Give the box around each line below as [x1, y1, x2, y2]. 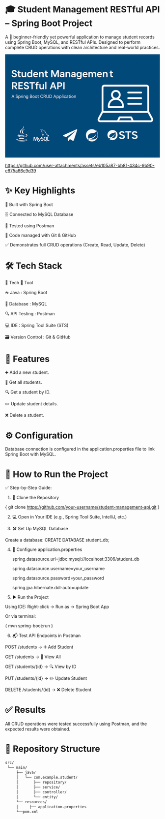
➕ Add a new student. [5, 369, 49, 375]
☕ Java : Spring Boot [5, 290, 48, 296]
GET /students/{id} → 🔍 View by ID [5, 664, 77, 669]
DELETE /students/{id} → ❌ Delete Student [5, 687, 92, 693]
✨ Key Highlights [5, 185, 76, 196]
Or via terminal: [5, 613, 36, 619]
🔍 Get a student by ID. [5, 389, 51, 395]
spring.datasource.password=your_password [12, 575, 104, 581]
